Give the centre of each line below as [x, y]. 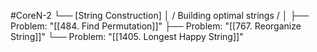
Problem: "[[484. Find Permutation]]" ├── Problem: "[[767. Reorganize [156, 26]
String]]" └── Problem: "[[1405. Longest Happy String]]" [127, 36]
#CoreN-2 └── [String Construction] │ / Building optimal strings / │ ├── [160, 15]
